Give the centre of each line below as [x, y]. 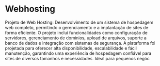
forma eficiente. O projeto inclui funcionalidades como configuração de [76, 33]
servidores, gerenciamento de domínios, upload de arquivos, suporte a [76, 38]
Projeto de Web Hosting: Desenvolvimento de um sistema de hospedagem [79, 22]
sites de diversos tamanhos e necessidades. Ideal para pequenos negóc [77, 58]
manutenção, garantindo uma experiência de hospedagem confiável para [78, 53]
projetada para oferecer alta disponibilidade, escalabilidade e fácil [71, 48]
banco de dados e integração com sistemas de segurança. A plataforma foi [80, 43]
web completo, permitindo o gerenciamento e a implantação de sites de [77, 27]
